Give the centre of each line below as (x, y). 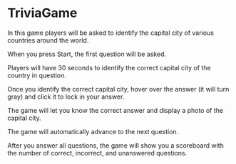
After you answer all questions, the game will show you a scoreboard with (116, 145)
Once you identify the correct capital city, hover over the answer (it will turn (118, 89)
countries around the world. (48, 40)
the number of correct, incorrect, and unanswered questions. (97, 153)
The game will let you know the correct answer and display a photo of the (115, 110)
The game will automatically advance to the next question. (93, 131)
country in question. (37, 75)
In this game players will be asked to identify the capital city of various (111, 33)
